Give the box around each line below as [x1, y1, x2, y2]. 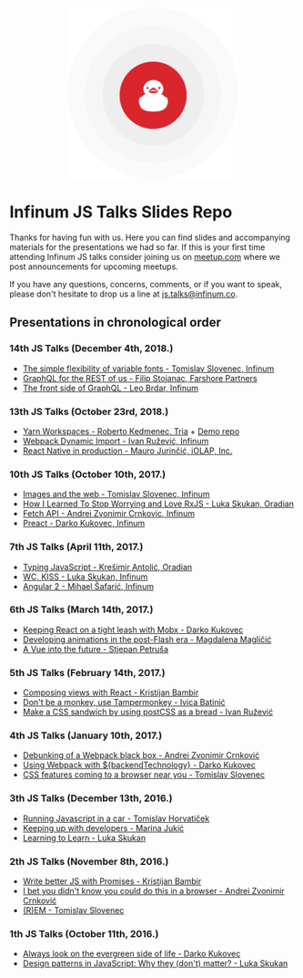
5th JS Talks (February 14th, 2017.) [9, 666, 166, 679]
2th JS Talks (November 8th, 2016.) [9, 855, 169, 868]
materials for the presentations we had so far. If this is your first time [9, 241, 266, 253]
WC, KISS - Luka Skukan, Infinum [22, 571, 148, 582]
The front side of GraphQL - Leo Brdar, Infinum [22, 382, 198, 393]
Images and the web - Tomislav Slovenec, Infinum [22, 489, 210, 500]
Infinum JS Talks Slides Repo [9, 202, 233, 223]
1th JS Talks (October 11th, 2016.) [9, 927, 159, 940]
